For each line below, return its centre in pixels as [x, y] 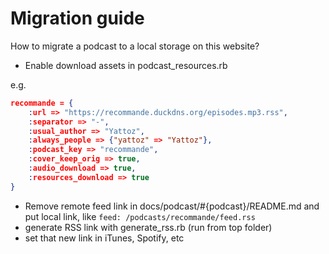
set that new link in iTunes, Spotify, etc [104, 238]
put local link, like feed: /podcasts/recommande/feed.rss [140, 216]
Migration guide [77, 18]
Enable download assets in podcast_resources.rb [126, 65]
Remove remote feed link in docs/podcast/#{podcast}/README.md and [172, 206]
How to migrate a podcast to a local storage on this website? [135, 46]
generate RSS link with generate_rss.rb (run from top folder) [148, 227]
